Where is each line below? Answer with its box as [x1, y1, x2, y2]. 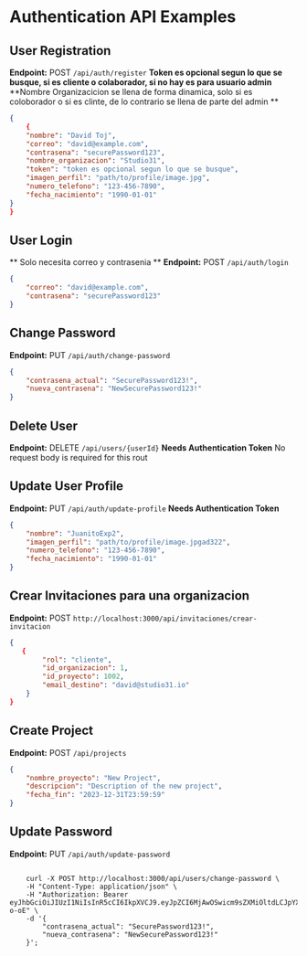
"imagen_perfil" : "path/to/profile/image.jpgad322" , [26, 537, 231, 547]
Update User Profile [9, 478, 124, 494]
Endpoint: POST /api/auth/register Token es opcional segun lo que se [9, 67, 283, 78]
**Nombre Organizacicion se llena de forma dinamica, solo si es [9, 87, 253, 97]
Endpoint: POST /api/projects [9, 747, 127, 758]
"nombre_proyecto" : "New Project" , [26, 773, 162, 782]
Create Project [9, 723, 94, 738]
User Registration [9, 43, 111, 58]
